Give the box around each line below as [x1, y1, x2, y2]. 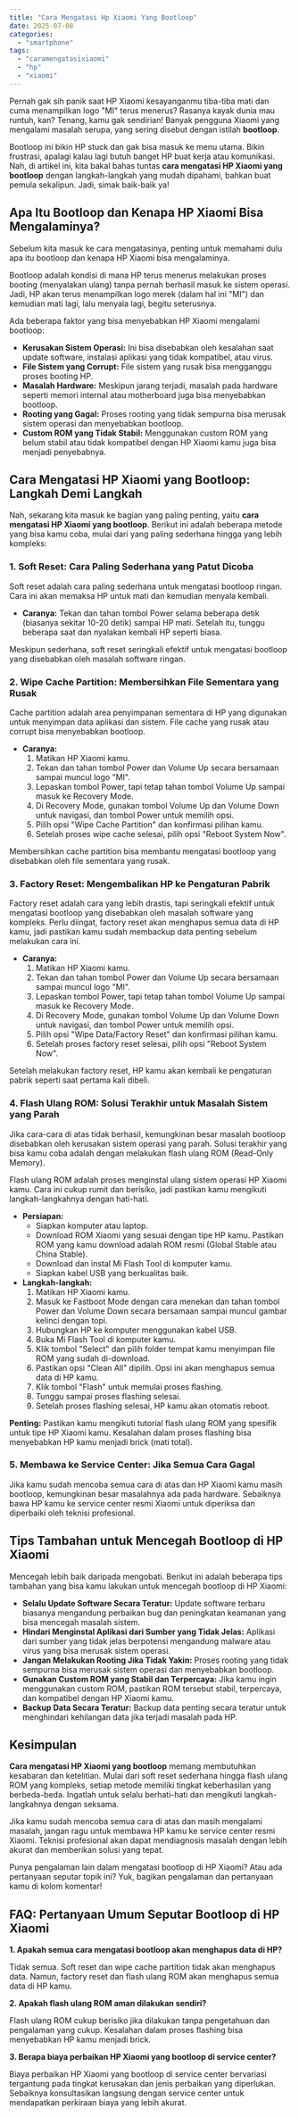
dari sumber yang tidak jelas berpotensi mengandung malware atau [21, 1635, 270, 1647]
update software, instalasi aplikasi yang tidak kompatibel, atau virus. [21, 352, 274, 362]
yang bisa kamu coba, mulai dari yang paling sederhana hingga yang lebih [9, 528, 283, 540]
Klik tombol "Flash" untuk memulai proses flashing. [35, 1381, 223, 1392]
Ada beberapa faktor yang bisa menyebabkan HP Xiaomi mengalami [9, 315, 261, 326]
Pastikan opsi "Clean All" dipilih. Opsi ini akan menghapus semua [35, 1362, 275, 1373]
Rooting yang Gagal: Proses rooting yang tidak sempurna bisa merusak [21, 408, 287, 419]
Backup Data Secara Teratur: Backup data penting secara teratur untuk [21, 1702, 287, 1713]
